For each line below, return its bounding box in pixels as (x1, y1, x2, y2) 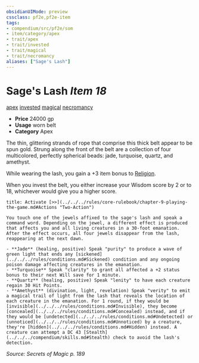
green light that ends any (6, 251, 73, 258)
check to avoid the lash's (113, 334, 180, 341)
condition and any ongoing (113, 256, 180, 262)
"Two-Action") (59, 205, 95, 211)
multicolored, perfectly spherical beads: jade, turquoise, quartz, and (6, 152, 173, 159)
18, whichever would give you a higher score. (6, 188, 117, 195)
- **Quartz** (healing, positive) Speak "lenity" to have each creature (6, 277, 191, 283)
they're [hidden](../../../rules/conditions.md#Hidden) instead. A (6, 324, 178, 330)
